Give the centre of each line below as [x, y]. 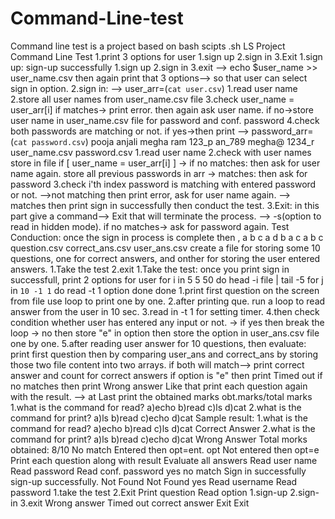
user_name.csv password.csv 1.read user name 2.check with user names [161, 152]
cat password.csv [49, 142]
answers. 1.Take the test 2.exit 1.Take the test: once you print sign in [150, 269]
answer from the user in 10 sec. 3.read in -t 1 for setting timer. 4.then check [165, 311]
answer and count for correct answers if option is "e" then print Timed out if [166, 375]
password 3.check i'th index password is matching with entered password [163, 184]
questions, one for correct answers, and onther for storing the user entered [165, 258]
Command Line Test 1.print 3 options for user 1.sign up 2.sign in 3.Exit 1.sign [166, 56]
